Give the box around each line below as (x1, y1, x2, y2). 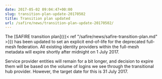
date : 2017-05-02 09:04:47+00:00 (5, 7, 73, 12)
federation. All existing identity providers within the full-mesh (17, 44, 139, 50)
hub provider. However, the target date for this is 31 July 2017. (5, 68, 129, 75)
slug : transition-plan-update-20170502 (5, 12, 86, 16)
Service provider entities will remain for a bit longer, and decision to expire (5, 58, 154, 64)
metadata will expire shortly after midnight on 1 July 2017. (5, 49, 120, 55)
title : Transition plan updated (5, 16, 70, 21)
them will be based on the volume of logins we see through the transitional (5, 64, 154, 69)
